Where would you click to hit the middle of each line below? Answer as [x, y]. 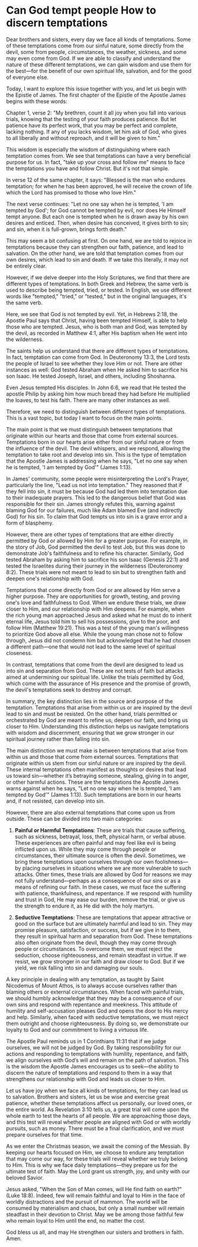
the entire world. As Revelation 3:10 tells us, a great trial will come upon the [98, 1109]
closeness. [19, 653]
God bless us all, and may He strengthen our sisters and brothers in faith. [95, 1232]
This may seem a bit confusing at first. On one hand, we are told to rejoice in [99, 240]
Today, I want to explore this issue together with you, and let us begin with [97, 88]
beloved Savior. [25, 1178]
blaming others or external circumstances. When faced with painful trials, [95, 992]
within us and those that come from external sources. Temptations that [92, 756]
